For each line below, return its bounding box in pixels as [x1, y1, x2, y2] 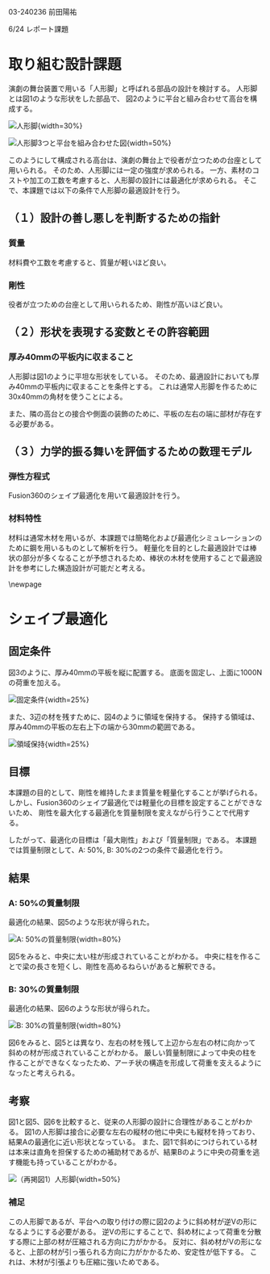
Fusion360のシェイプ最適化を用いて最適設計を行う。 [8, 491, 185, 500]
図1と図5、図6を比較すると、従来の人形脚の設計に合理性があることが [8, 1117, 239, 1127]
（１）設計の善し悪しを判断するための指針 [8, 211, 220, 225]
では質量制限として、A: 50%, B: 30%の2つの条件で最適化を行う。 [8, 846, 227, 855]
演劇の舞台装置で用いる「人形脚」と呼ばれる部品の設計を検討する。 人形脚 [8, 83, 258, 93]
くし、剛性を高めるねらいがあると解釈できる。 [64, 962, 220, 971]
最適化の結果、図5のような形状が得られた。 [8, 917, 155, 927]
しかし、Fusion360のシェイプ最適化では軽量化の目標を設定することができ [8, 798, 255, 808]
